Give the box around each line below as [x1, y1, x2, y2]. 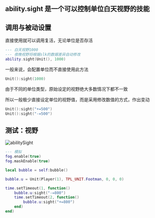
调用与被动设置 [5, 23, 51, 31]
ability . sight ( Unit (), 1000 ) [5, 56, 66, 61]
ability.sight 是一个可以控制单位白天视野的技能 [5, 4, 150, 13]
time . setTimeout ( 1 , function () [5, 186, 70, 191]
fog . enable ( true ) [5, 154, 41, 159]
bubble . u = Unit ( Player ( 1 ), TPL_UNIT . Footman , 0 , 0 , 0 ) [5, 177, 124, 182]
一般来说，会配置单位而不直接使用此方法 [5, 66, 88, 72]
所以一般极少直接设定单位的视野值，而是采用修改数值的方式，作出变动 [5, 96, 150, 102]
